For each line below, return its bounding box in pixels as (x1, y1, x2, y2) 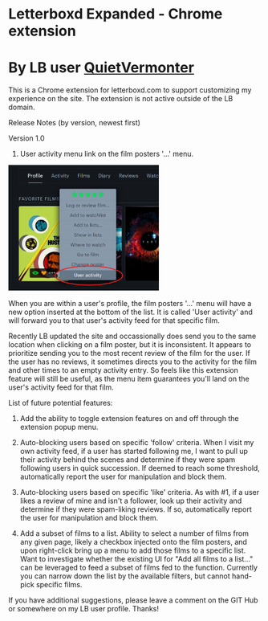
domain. (8, 102, 35, 112)
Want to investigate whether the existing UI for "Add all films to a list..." (19, 554, 254, 564)
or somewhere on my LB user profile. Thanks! (8, 604, 159, 614)
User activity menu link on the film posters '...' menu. (19, 149, 194, 159)
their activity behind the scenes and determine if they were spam (19, 455, 235, 464)
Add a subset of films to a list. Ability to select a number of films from (19, 529, 249, 538)
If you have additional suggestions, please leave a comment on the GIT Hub (8, 595, 258, 605)
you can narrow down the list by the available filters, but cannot (19, 571, 230, 581)
